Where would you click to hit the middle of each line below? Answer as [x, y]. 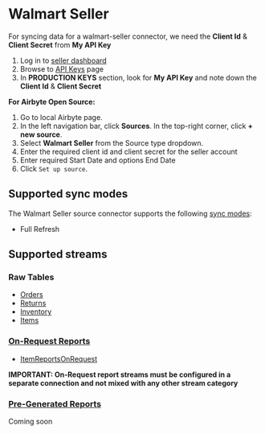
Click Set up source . [54, 168]
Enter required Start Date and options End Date [98, 160]
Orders [31, 295]
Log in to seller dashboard [63, 60]
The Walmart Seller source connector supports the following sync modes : [130, 213]
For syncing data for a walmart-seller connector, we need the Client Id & [128, 36]
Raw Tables [31, 277]
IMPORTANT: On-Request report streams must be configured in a [120, 374]
